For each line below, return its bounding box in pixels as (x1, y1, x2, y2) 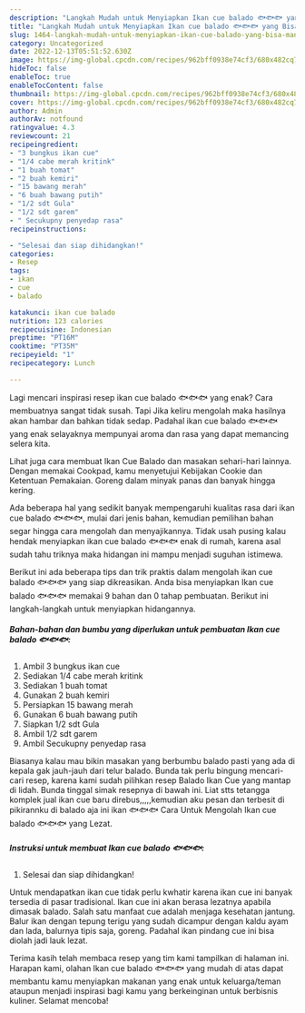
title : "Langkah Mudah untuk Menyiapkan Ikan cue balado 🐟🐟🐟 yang (9, 22, 279, 31)
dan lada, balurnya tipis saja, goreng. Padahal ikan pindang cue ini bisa (9, 925, 275, 936)
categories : (9, 249, 54, 259)
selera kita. (9, 438, 51, 449)
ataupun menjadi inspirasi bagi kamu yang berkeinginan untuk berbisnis (9, 985, 279, 996)
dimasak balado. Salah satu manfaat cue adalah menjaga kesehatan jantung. (9, 906, 296, 917)
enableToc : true (9, 73, 71, 82)
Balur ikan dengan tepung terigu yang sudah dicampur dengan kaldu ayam (9, 915, 289, 927)
